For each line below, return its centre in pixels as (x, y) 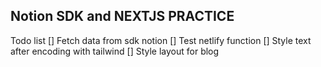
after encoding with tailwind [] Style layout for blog (115, 51)
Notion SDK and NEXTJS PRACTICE (122, 16)
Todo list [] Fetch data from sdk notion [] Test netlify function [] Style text (161, 40)
